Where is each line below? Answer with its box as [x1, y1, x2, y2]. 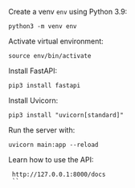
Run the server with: [8, 125, 76, 135]
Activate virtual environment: [8, 36, 104, 46]
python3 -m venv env [8, 22, 78, 31]
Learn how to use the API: [8, 155, 94, 164]
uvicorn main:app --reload [8, 141, 99, 149]
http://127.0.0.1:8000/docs [11, 170, 106, 178]
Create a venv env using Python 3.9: [8, 7, 128, 16]
